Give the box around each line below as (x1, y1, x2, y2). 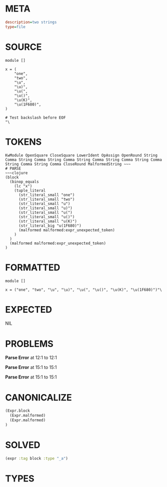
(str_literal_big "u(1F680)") (18, 223, 81, 228)
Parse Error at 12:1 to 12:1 (5, 355, 57, 361)
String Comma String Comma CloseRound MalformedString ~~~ (5, 161, 131, 166)
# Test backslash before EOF (5, 115, 66, 120)
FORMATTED (5, 262, 60, 273)
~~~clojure (5, 170, 28, 175)
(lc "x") (14, 183, 32, 188)
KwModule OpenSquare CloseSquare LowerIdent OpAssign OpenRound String (5, 153, 157, 158)
